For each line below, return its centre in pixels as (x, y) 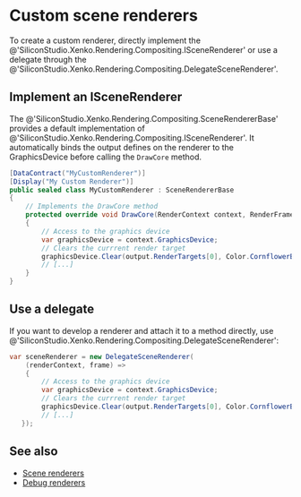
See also (34, 452)
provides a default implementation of (77, 128)
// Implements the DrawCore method (92, 207)
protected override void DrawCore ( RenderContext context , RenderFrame (160, 215)
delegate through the (48, 59)
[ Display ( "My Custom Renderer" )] (72, 181)
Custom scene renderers (104, 16)
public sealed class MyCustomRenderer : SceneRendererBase (122, 190)
